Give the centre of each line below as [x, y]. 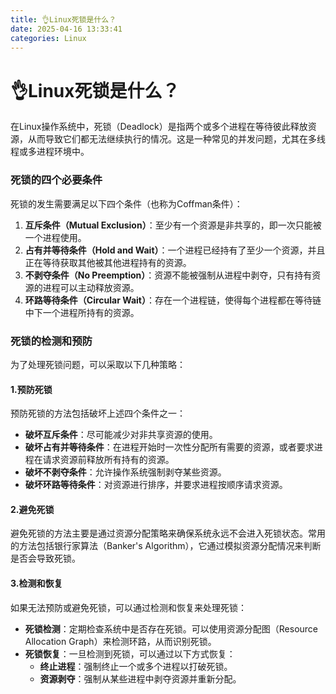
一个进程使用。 [55, 237]
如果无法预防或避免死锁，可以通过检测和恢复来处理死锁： [128, 607]
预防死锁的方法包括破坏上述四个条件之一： [98, 413]
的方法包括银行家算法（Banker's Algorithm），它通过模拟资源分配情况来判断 [166, 546]
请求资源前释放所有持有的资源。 [108, 460]
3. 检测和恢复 [36, 583]
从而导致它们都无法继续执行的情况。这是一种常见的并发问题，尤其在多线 [176, 139]
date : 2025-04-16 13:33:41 [66, 29]
